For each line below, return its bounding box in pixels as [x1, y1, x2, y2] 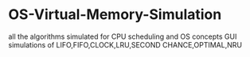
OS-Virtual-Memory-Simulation [8, 6, 222, 24]
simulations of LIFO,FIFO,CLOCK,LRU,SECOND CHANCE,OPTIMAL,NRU [8, 40, 243, 49]
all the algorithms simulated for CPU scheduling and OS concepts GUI [8, 32, 237, 41]
